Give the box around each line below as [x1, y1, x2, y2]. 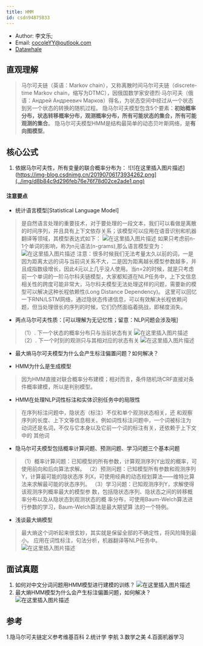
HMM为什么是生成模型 [15, 363, 72, 370]
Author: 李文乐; [15, 32, 53, 40]
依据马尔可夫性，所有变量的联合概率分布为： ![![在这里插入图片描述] [15, 164, 185, 172]
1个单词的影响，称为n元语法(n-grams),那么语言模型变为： [21, 243, 165, 250]
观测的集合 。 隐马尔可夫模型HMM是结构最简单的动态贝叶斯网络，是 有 [21, 120, 196, 127]
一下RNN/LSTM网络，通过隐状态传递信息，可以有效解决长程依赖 [21, 296, 182, 303]
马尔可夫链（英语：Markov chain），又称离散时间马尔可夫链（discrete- [21, 82, 198, 89]
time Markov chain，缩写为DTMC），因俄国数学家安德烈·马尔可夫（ [21, 89, 188, 97]
